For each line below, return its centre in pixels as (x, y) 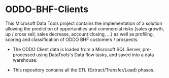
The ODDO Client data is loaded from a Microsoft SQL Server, (77, 49)
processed (24, 55)
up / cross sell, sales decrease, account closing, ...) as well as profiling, (80, 34)
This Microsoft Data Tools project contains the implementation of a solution (84, 23)
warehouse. (25, 60)
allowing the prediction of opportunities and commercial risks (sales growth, (85, 28)
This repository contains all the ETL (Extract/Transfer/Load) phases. (83, 70)
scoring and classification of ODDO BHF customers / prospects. (72, 40)
